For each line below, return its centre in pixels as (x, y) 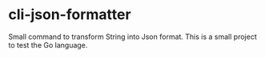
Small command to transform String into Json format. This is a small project (133, 37)
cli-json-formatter (70, 15)
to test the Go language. (48, 44)
